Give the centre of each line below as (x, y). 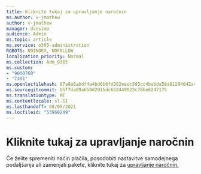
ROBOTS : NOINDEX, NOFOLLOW (40, 51)
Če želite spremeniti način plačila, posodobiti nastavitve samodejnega (92, 158)
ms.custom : (20, 67)
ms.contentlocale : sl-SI (37, 101)
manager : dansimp (28, 28)
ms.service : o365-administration (48, 46)
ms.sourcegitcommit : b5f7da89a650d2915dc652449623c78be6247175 (87, 90)
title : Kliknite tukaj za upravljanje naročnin (67, 12)
